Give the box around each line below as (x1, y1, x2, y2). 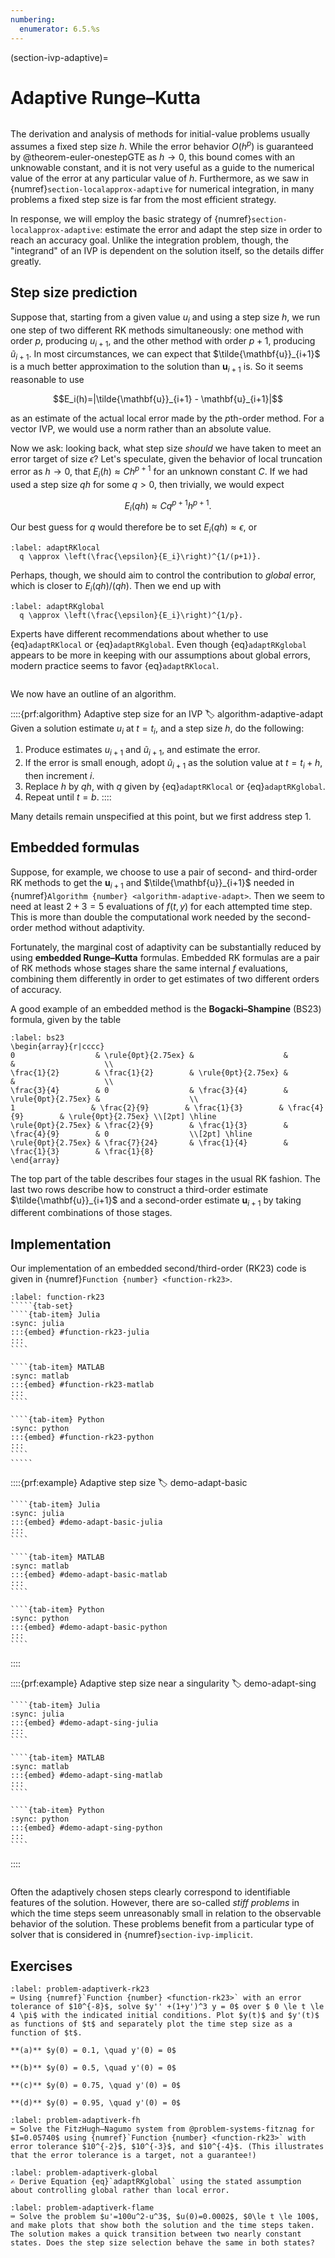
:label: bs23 (10, 1032, 65, 1043)
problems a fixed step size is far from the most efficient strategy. (10, 194, 277, 206)
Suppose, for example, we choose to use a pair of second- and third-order (10, 866, 318, 878)
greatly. (10, 256, 42, 268)
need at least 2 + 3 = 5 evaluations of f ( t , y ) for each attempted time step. (10, 900, 313, 912)
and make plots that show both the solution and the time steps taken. (10, 2221, 315, 2231)
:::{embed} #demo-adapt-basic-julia (10, 1517, 163, 1528)
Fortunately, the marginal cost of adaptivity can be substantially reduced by (10, 941, 322, 953)
